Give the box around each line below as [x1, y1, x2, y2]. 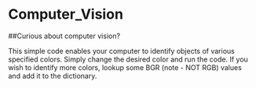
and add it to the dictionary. [8, 71, 97, 80]
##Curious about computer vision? [8, 31, 120, 40]
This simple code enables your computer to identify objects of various [8, 46, 236, 55]
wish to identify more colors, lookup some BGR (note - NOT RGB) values [8, 62, 242, 72]
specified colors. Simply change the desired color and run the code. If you [8, 55, 249, 64]
